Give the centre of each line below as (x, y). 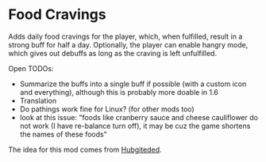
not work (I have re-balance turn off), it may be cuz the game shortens (135, 126)
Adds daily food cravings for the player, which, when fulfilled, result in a (125, 36)
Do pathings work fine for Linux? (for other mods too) (107, 109)
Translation (38, 100)
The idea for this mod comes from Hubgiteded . (85, 149)
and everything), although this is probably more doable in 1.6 (119, 92)
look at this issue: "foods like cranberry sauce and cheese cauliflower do (139, 117)
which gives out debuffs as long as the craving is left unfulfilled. (112, 53)
